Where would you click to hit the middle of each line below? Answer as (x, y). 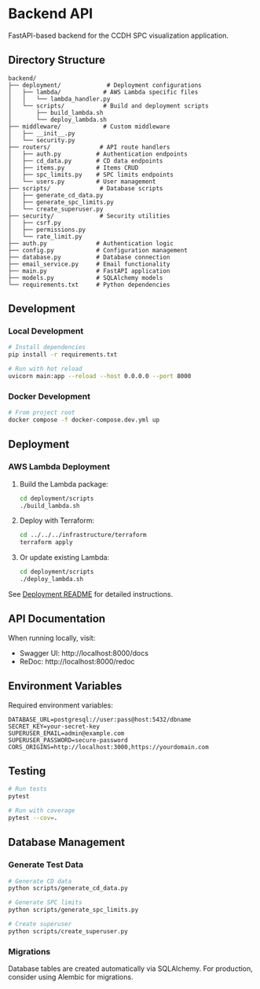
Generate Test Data (46, 865)
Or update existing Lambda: (64, 557)
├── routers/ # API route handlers (89, 147)
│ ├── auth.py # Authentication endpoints (98, 154)
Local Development (46, 331)
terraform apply (46, 542)
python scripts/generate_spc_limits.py (73, 910)
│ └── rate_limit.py (45, 237)
